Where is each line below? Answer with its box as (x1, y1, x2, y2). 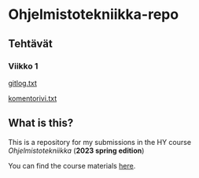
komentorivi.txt (8, 93, 57, 103)
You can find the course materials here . (8, 161, 136, 170)
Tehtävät (8, 37, 53, 50)
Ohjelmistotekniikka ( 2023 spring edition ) (8, 146, 145, 155)
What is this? (8, 117, 74, 130)
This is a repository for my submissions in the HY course (8, 137, 191, 146)
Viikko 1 (8, 61, 39, 72)
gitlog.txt (8, 78, 38, 87)
